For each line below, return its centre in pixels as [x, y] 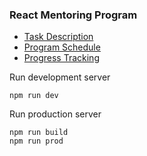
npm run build [39, 133]
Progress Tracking [61, 58]
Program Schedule [62, 47]
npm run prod [36, 141]
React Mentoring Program [73, 15]
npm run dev [34, 96]
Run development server [60, 77]
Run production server [55, 114]
